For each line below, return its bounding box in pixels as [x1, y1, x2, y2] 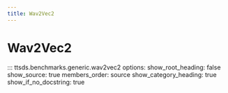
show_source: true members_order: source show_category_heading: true [7, 70, 218, 78]
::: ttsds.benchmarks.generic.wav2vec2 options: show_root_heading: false [7, 63, 221, 71]
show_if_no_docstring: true [7, 78, 85, 86]
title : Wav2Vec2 [7, 10, 54, 17]
